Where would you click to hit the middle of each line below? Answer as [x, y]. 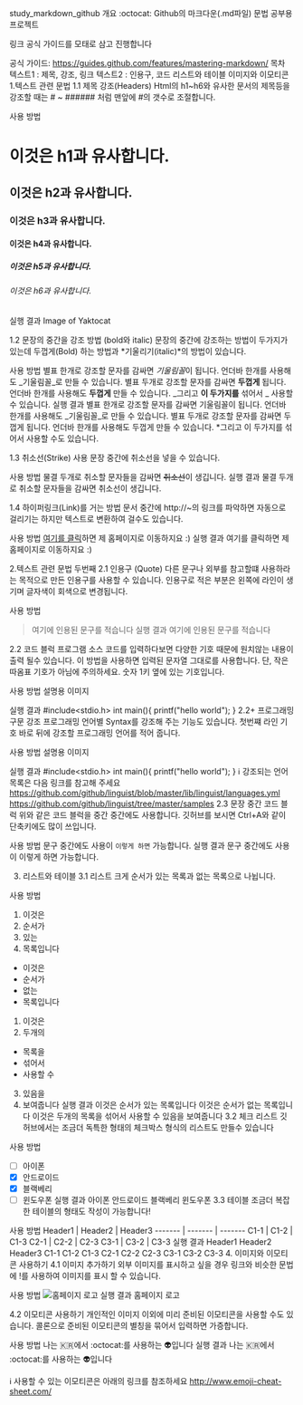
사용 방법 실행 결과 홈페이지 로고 [95, 1294]
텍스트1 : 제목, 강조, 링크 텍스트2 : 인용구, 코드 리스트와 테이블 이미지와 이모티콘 [149, 74]
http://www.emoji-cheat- [236, 1381]
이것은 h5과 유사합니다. [51, 266]
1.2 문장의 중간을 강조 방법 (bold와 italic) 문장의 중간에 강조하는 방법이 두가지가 [149, 340]
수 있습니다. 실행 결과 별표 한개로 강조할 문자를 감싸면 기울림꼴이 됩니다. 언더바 [148, 404]
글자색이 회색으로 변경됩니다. [77, 591]
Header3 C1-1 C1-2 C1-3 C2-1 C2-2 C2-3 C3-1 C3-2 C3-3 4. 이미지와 [137, 1253]
